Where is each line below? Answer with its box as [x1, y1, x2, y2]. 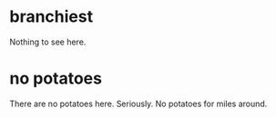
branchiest [9, 6, 94, 27]
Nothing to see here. [9, 36, 87, 47]
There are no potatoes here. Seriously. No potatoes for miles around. [9, 98, 268, 109]
